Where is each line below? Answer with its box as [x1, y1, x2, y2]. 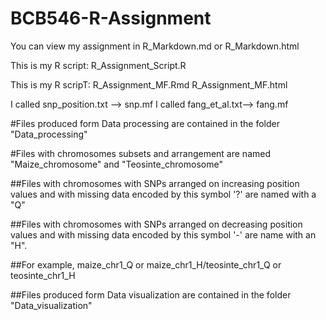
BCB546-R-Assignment [10, 7, 212, 30]
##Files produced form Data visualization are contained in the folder [10, 288, 292, 301]
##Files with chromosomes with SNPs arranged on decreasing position [10, 218, 303, 230]
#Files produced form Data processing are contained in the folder [10, 117, 280, 129]
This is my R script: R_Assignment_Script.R [10, 59, 187, 71]
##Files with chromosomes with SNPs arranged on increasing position [10, 177, 300, 189]
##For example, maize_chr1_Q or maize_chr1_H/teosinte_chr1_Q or [10, 258, 282, 271]
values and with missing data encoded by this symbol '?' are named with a [10, 188, 317, 200]
